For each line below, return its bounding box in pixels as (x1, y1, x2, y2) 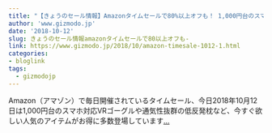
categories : (8, 49, 49, 58)
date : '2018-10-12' (8, 27, 74, 35)
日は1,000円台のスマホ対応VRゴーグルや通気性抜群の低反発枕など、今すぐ (8, 105, 256, 115)
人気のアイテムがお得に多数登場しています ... (22, 115, 170, 126)
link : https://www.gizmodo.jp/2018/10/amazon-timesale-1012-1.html (8, 42, 241, 50)
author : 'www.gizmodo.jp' (8, 19, 96, 28)
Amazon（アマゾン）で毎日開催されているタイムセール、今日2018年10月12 (8, 95, 257, 105)
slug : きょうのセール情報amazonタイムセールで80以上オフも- (8, 34, 189, 43)
